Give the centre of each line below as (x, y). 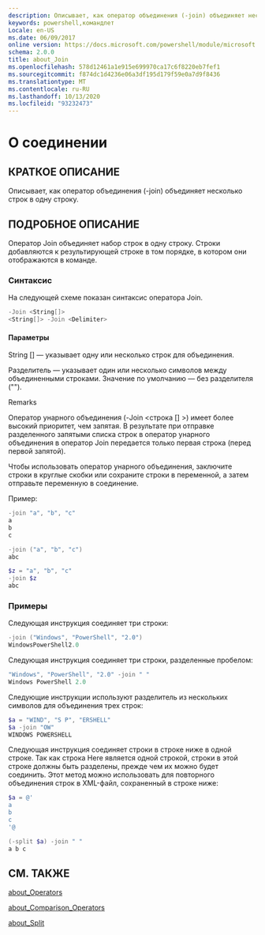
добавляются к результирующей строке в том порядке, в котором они (127, 251)
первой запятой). (37, 451)
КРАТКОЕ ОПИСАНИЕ (64, 172)
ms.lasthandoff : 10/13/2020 (54, 96)
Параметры (29, 337)
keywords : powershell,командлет (61, 23)
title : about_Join (38, 60)
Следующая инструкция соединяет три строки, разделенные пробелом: (131, 660)
